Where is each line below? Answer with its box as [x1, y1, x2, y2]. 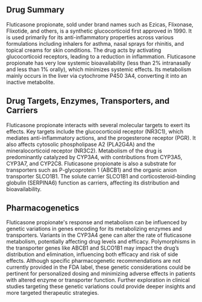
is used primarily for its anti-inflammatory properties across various [6, 33, 174, 41]
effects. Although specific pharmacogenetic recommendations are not [6, 257, 181, 265]
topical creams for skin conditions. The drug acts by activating [6, 46, 162, 54]
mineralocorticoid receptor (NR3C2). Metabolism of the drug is [6, 147, 162, 154]
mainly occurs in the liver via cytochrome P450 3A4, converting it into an [6, 72, 188, 79]
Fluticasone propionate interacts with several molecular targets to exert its [6, 121, 191, 128]
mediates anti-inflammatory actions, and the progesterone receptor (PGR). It [6, 134, 196, 141]
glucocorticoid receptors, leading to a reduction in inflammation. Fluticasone [6, 52, 196, 60]
